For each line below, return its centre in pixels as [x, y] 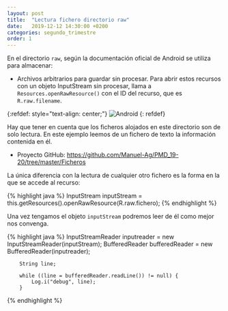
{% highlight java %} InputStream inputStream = [75, 196]
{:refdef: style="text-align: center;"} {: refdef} [86, 114]
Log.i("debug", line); [64, 282]
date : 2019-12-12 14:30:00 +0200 [58, 26]
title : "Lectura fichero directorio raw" [68, 20]
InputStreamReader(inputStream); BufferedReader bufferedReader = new [110, 244]
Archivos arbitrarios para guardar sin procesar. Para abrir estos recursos [119, 79]
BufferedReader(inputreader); [49, 252]
